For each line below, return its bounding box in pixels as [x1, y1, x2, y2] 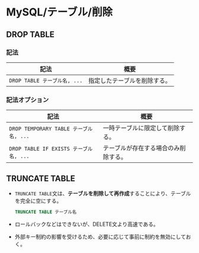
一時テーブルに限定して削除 [102, 124, 180, 132]
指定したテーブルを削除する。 [88, 76, 172, 85]
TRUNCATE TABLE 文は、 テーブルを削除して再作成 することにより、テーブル [14, 190, 191, 197]
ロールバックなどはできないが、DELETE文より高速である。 [14, 220, 159, 228]
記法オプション [6, 95, 49, 104]
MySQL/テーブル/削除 [6, 5, 113, 19]
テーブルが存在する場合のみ [102, 144, 180, 152]
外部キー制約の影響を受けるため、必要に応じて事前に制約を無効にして [14, 233, 186, 240]
